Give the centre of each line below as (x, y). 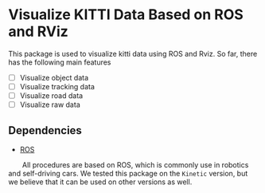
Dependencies (45, 130)
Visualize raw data (50, 104)
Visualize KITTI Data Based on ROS (126, 15)
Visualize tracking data (57, 87)
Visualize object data (54, 77)
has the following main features (60, 62)
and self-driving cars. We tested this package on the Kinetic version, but (128, 173)
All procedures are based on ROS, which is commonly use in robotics (136, 165)
